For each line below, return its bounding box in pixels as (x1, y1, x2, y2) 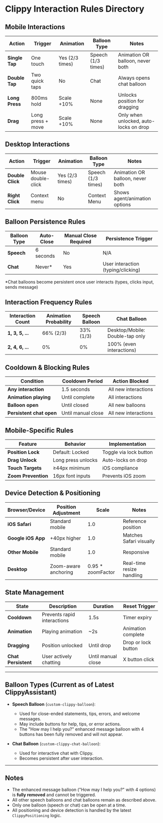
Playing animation (42, 628, 82, 635)
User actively (42, 653, 72, 660)
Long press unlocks (52, 457, 98, 464)
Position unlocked (42, 642, 83, 648)
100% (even (107, 341, 136, 348)
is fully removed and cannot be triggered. (12, 792, 96, 798)
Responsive (123, 548, 149, 555)
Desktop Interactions (5, 140, 70, 149)
